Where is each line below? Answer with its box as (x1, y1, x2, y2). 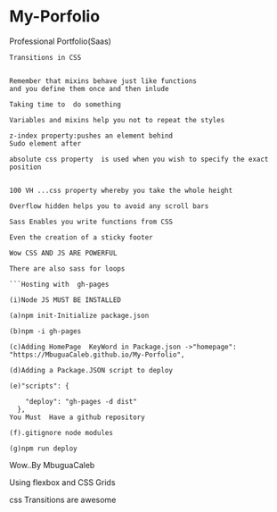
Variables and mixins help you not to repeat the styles (9, 115, 225, 124)
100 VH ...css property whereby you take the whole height (9, 186, 233, 195)
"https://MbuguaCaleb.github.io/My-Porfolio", (9, 350, 185, 359)
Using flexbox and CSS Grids (9, 476, 116, 488)
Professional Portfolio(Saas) (9, 36, 111, 46)
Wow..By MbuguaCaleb (9, 459, 95, 470)
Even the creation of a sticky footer (9, 232, 153, 242)
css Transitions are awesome (9, 494, 117, 505)
